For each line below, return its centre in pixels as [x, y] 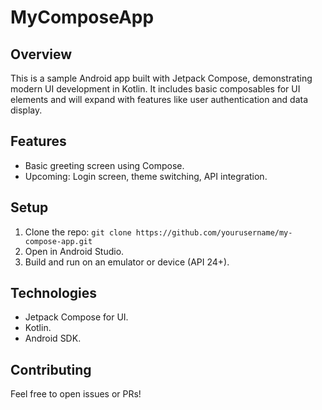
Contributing [51, 369]
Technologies [54, 293]
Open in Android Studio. [74, 251]
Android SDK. [53, 338]
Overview [41, 54]
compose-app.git [58, 241]
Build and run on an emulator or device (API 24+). [127, 262]
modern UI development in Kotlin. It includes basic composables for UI [155, 89]
